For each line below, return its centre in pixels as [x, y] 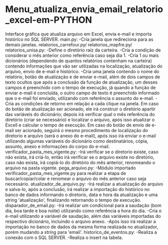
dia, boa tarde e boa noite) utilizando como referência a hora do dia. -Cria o [83, 211]
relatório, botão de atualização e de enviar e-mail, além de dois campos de [83, 77]
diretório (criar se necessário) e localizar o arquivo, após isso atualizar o [80, 119]
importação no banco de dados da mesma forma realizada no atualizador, [82, 227]
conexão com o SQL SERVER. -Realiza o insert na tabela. [64, 237]
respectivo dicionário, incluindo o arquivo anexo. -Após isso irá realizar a [80, 221]
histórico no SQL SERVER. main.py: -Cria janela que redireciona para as [79, 39]
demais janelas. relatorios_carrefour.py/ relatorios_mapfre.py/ [69, 44]
